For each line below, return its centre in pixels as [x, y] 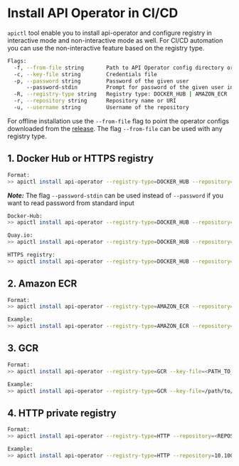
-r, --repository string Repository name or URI [95, 101]
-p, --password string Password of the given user [102, 81]
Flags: [17, 61]
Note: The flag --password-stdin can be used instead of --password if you [116, 195]
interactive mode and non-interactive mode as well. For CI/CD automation [115, 40]
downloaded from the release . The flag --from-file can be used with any [115, 128]
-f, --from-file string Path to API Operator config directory [119, 68]
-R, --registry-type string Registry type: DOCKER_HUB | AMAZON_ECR [121, 94]
